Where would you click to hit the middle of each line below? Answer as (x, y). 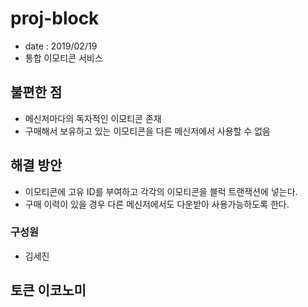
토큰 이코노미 (48, 290)
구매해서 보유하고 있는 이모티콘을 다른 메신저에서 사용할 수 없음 (147, 131)
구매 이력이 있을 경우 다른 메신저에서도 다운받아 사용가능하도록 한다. (157, 204)
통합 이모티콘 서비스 (63, 58)
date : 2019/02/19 (61, 46)
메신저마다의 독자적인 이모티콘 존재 (93, 118)
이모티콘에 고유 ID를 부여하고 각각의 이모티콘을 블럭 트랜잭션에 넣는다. (161, 191)
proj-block (55, 18)
